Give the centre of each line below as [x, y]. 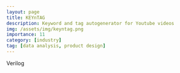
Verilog [15, 63]
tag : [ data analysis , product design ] [56, 46]
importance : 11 [26, 35]
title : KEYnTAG [26, 18]
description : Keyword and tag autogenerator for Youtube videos [90, 23]
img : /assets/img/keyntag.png [45, 29]
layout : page [23, 12]
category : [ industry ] [34, 40]
